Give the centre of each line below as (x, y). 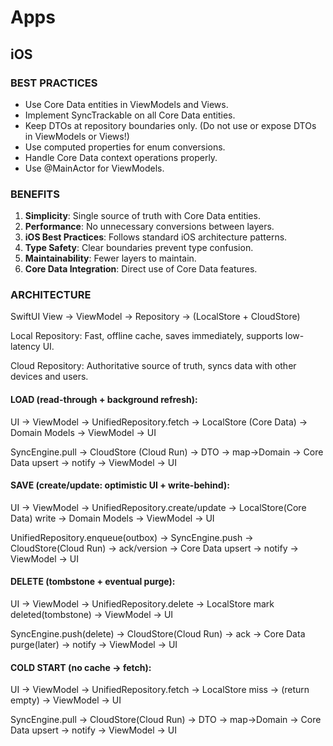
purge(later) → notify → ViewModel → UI (94, 645)
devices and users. (49, 377)
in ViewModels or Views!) (77, 136)
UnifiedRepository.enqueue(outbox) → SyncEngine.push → (132, 537)
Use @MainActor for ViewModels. (94, 168)
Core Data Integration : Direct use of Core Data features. (141, 269)
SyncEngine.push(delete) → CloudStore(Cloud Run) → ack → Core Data (158, 634)
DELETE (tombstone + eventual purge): (93, 582)
